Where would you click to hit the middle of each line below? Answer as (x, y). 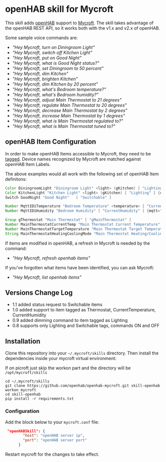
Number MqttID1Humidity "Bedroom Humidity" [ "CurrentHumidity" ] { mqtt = (83, 211)
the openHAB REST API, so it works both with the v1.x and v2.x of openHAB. (83, 28)
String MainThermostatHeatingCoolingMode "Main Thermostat (67, 234)
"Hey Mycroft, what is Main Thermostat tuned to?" (64, 126)
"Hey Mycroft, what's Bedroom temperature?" (59, 89)
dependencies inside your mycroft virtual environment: (61, 359)
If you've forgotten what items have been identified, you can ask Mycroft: (80, 267)
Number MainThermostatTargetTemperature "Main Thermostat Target (74, 229)
